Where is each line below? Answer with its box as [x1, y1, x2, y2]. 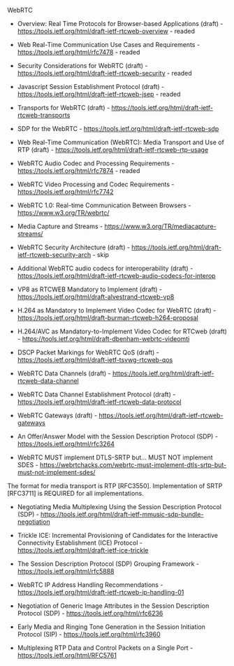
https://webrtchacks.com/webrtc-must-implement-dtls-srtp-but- [39, 461, 227, 469]
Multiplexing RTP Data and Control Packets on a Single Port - [17, 644, 193, 652]
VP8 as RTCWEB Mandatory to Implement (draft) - [17, 285, 163, 293]
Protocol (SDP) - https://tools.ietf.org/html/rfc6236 [17, 609, 163, 617]
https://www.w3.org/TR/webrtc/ [17, 209, 110, 216]
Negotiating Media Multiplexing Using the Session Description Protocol [17, 503, 222, 511]
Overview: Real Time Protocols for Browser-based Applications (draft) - [17, 20, 224, 27]
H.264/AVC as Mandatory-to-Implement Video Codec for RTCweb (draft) [17, 327, 227, 335]
